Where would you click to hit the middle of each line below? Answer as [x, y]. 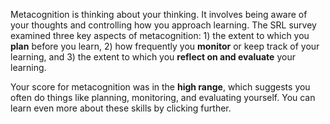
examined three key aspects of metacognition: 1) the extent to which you [160, 35]
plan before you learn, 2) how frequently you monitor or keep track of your [165, 46]
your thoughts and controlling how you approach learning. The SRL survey [163, 25]
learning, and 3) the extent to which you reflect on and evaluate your [153, 57]
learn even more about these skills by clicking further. [121, 108]
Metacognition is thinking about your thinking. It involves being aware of [159, 14]
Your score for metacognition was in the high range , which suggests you [160, 87]
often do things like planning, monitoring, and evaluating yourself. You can [163, 97]
